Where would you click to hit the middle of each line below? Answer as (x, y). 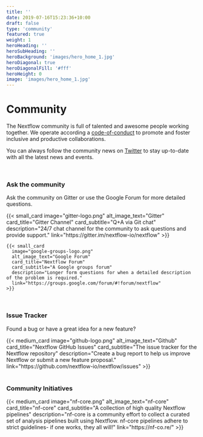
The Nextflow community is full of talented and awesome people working (98, 126)
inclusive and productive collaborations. (56, 139)
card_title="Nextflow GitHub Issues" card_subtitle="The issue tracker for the (101, 347)
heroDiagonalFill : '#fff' (39, 68)
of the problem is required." (45, 278)
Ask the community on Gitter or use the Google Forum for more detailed (96, 198)
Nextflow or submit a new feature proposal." (61, 360)
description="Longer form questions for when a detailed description (101, 273)
